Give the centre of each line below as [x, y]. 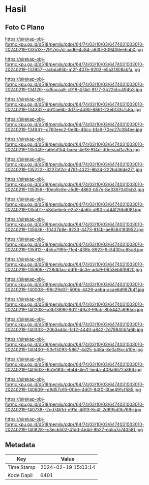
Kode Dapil [20, 475]
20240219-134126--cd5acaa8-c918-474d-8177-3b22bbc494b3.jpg [74, 89]
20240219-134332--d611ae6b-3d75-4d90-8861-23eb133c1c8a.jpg [73, 110]
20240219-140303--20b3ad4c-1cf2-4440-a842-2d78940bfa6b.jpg [74, 329]
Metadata [20, 445]
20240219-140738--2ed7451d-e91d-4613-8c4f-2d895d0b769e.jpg [73, 409]
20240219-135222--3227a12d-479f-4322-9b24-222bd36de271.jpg [74, 169]
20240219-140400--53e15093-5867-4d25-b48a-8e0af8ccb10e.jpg [74, 350]
